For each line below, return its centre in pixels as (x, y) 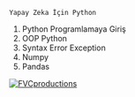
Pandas (36, 67)
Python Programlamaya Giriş (74, 29)
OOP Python (45, 38)
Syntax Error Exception (64, 48)
